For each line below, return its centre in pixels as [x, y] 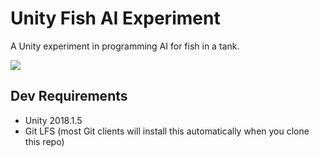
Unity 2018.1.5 [53, 120]
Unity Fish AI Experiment [115, 18]
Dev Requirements [69, 96]
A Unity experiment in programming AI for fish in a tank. [125, 46]
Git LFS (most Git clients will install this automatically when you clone [167, 131]
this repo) [44, 141]
